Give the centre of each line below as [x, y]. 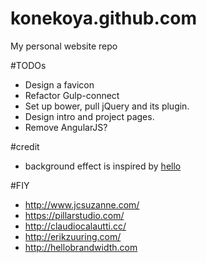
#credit [25, 146]
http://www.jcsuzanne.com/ [82, 204]
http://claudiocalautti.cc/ [75, 226]
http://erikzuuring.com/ [73, 236]
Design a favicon [59, 84]
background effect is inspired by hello [103, 166]
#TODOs [28, 65]
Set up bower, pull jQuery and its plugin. [107, 106]
